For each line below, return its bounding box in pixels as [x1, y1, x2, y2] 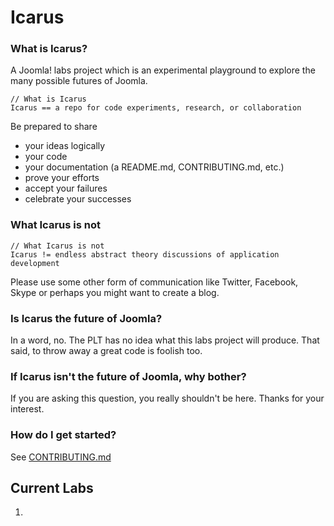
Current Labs [10, 480, 94, 497]
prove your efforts [24, 172, 100, 184]
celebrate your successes [24, 193, 132, 205]
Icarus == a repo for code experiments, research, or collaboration [10, 103, 302, 113]
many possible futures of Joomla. [10, 75, 148, 87]
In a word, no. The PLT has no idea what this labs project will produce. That [10, 334, 320, 346]
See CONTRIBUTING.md [10, 451, 112, 463]
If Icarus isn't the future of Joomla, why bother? [10, 370, 247, 383]
